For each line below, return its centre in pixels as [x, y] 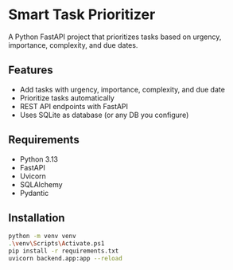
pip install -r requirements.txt [64, 251]
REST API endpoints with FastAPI [74, 106]
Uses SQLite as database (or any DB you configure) [104, 115]
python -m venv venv [43, 237]
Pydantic [34, 193]
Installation [37, 218]
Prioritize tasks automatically [67, 98]
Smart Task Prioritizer [82, 15]
